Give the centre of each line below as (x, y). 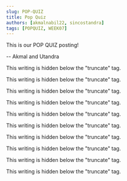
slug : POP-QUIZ (25, 12)
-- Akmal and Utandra (33, 56)
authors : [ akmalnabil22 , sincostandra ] (55, 23)
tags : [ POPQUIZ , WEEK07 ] (37, 28)
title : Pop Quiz (26, 17)
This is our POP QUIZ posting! (42, 45)
